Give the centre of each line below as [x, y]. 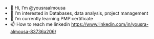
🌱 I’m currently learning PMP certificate [52, 18]
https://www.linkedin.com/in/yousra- [110, 24]
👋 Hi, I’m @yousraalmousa [38, 8]
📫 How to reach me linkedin [40, 24]
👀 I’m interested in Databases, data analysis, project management [79, 13]
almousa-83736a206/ [33, 31]
